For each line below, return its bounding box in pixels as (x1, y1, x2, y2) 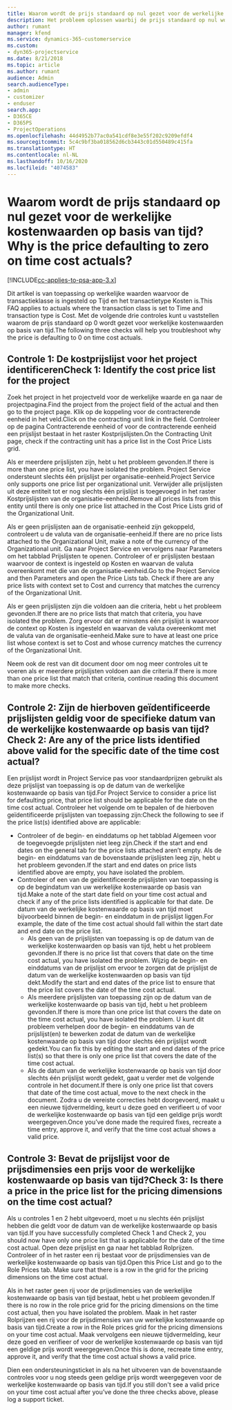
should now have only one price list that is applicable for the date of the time (7, 1237, 225, 1244)
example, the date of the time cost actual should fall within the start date (17, 920, 223, 928)
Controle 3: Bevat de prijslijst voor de (7, 1152, 171, 1165)
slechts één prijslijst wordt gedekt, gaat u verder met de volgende (27, 1074, 215, 1082)
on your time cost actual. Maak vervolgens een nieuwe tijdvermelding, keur (7, 1331, 221, 1338)
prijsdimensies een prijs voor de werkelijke (7, 1163, 195, 1175)
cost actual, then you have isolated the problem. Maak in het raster (7, 1308, 197, 1317)
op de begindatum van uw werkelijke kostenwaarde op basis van (17, 883, 202, 892)
